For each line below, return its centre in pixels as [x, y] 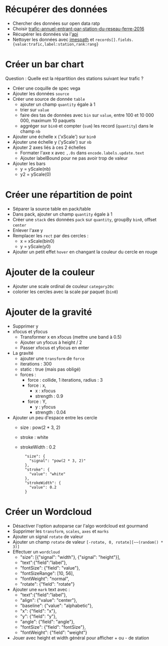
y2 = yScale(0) [36, 174]
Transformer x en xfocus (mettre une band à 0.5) [71, 337]
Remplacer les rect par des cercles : [50, 235]
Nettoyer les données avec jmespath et [53, 39]
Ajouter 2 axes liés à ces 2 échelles [49, 147]
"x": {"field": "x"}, [38, 611]
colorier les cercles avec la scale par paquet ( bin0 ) [65, 292]
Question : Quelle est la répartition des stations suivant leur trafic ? [74, 78]
